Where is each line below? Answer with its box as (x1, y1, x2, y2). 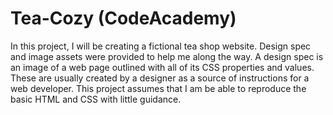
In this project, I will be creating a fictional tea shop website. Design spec (10, 40, 312, 52)
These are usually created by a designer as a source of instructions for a (10, 72, 310, 84)
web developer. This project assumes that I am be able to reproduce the (10, 82, 307, 94)
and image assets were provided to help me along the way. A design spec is (10, 50, 324, 62)
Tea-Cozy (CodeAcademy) (10, 7, 237, 30)
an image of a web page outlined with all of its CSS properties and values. (10, 61, 315, 73)
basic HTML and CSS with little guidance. (10, 93, 182, 105)
